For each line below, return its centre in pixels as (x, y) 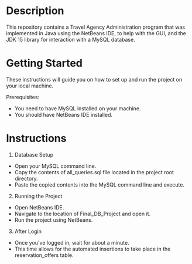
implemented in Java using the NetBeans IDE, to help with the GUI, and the (96, 33)
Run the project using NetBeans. (54, 220)
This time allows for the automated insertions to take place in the (92, 249)
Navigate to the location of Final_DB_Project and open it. (83, 214)
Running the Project (38, 196)
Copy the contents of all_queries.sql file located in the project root (94, 172)
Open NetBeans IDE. (39, 207)
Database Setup (34, 154)
